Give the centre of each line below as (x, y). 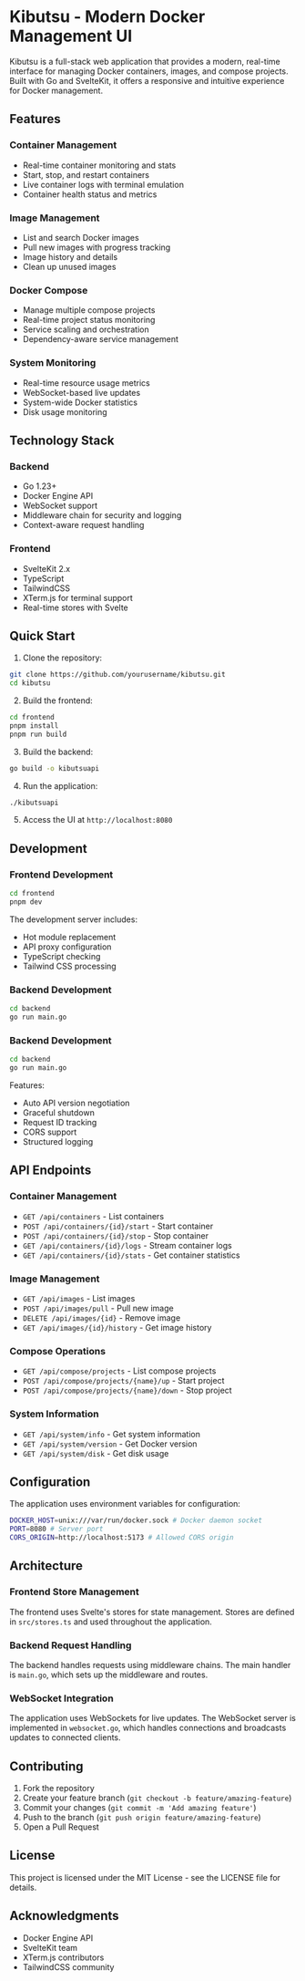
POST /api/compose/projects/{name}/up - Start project (123, 1381)
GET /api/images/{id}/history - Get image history (117, 1327)
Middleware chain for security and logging (102, 515)
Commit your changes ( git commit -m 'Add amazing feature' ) (139, 1808)
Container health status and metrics (90, 194)
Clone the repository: (62, 658)
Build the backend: (58, 752)
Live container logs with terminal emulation (103, 184)
